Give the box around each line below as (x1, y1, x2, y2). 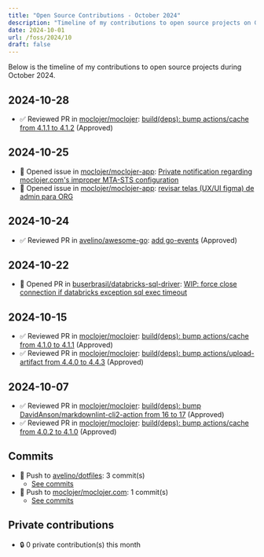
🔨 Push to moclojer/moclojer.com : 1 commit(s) (19, 487, 169, 497)
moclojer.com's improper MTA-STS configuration (19, 174, 179, 185)
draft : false (8, 41, 51, 49)
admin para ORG (19, 192, 73, 201)
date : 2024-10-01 (8, 26, 65, 34)
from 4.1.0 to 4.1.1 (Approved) (19, 340, 113, 350)
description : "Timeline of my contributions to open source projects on (8, 19, 251, 27)
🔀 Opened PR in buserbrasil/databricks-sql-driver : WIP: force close (19, 280, 237, 289)
